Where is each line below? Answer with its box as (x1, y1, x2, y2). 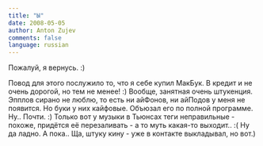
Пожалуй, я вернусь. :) (8, 63, 86, 72)
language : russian (8, 41, 69, 49)
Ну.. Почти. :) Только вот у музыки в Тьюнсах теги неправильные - (8, 112, 235, 121)
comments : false (8, 33, 62, 42)
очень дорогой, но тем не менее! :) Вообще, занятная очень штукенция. (8, 86, 253, 96)
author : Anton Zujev (8, 26, 77, 34)
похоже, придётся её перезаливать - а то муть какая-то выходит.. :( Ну (8, 121, 250, 130)
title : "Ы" (8, 11, 44, 20)
